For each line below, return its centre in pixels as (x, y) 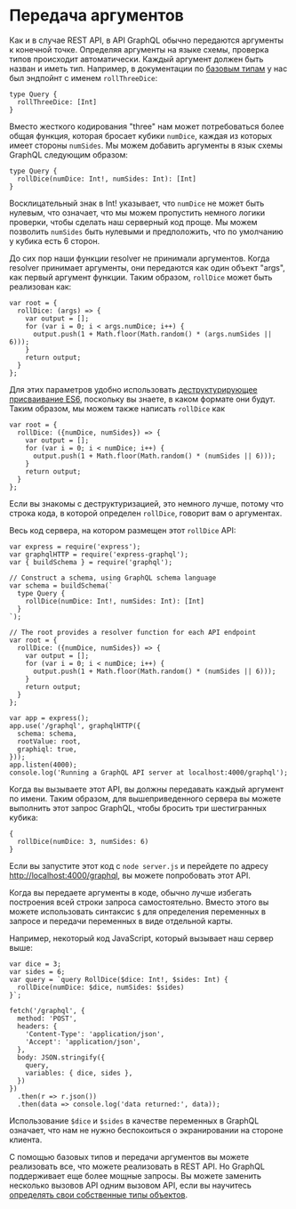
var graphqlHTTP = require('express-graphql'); (99, 554)
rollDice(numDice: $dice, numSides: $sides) (101, 987)
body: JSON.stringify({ (61, 1057)
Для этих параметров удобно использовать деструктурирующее (133, 389)
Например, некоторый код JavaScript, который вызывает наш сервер (141, 938)
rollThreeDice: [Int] (57, 102)
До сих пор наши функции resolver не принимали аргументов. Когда (140, 258)
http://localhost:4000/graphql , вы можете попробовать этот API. (130, 875)
